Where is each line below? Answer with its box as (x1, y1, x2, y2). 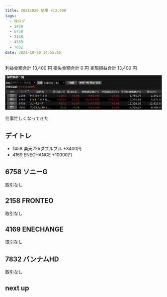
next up (5, 284, 29, 292)
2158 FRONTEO (5, 197, 54, 205)
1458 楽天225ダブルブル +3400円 (12, 145, 82, 151)
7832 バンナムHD (5, 255, 59, 263)
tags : (5, 13, 16, 18)
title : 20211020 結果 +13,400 (5, 8, 66, 13)
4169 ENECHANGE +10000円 (12, 152, 72, 158)
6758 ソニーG (5, 168, 48, 176)
